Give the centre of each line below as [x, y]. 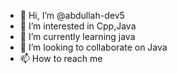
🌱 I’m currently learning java [77, 36]
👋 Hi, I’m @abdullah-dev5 [72, 15]
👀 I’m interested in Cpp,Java [78, 26]
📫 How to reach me [61, 58]
